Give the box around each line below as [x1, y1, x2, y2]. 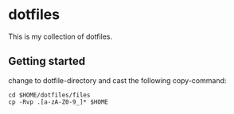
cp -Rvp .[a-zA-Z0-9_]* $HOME [8, 97, 109, 106]
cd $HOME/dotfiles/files [8, 91, 91, 99]
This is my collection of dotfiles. [8, 32, 113, 41]
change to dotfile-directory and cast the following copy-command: [8, 75, 227, 85]
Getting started [8, 55, 86, 68]
